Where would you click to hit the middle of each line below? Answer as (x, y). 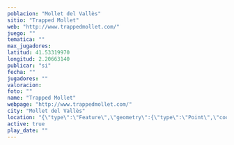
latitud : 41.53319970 (39, 53)
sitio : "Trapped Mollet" (43, 20)
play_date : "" (28, 130)
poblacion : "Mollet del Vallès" (54, 14)
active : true (26, 124)
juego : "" (22, 33)
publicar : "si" (29, 66)
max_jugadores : (29, 46)
